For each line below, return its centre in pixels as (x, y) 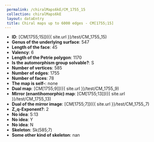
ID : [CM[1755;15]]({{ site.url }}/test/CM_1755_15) (59, 37)
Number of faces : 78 (33, 78)
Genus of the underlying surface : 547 (50, 42)
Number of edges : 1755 (35, 73)
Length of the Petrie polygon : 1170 (47, 58)
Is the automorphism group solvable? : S (53, 63)
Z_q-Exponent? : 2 (30, 109)
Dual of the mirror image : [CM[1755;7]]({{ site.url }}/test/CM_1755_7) (80, 104)
